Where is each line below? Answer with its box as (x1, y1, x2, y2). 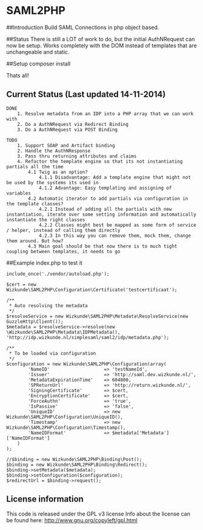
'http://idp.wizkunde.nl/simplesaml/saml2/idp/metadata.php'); (6, 334, 170, 340)
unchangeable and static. (6, 48, 70, 55)
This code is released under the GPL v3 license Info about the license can (6, 510, 191, 517)
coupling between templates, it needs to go (6, 248, 121, 254)
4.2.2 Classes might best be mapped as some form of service (38, 222, 197, 228)
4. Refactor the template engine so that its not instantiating (17, 158, 183, 164)
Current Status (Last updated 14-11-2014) (6, 89, 166, 100)
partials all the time (6, 164, 64, 170)
